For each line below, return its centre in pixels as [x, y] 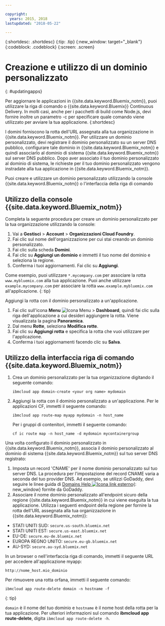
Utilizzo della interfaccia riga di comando [70, 357]
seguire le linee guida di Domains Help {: [74, 484]
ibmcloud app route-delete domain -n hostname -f [57, 589]
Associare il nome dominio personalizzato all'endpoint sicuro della [80, 494]
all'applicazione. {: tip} [28, 291]
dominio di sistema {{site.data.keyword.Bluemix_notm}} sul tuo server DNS [82, 453]
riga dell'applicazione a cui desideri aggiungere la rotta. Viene [75, 315]
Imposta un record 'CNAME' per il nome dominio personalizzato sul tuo [85, 468]
